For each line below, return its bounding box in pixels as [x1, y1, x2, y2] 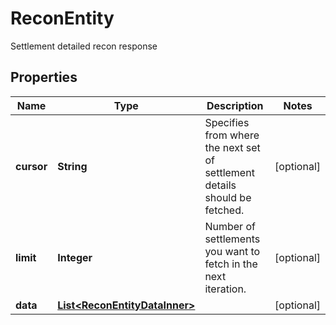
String [57, 159, 88, 173]
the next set [204, 140, 261, 154]
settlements [204, 232, 261, 246]
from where [204, 128, 260, 142]
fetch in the [204, 257, 258, 271]
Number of [204, 219, 256, 233]
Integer [57, 250, 93, 264]
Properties [10, 69, 78, 86]
